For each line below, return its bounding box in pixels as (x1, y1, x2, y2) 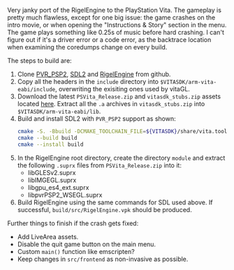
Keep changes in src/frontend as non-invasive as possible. (17, 255, 189, 263)
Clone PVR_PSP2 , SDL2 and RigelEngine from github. (17, 70, 171, 78)
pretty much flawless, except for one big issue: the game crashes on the (7, 13, 216, 22)
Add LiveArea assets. (17, 232, 79, 241)
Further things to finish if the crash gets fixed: (7, 219, 139, 227)
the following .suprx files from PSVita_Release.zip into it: (17, 160, 182, 170)
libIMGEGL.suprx (27, 176, 77, 184)
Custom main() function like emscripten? (17, 247, 135, 255)
